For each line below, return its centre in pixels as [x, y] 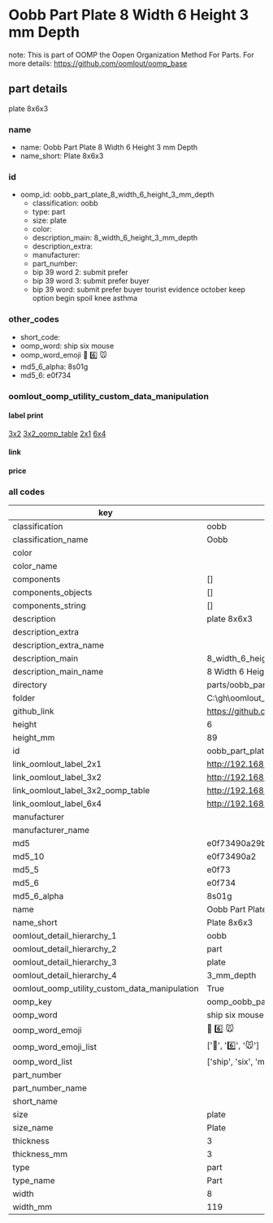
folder [24, 698]
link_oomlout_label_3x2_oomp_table [81, 791]
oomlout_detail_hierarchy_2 [65, 949]
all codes [27, 492]
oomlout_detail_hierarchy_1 [65, 936]
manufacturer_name [51, 831]
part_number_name [50, 1088]
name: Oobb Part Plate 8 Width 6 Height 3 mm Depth [109, 147]
